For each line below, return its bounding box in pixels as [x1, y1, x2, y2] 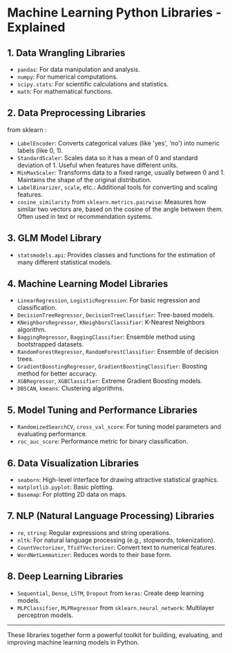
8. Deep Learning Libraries [7, 571, 124, 583]
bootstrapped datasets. [17, 340, 84, 349]
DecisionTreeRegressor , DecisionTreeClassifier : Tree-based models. [17, 311, 215, 319]
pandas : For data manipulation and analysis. [17, 66, 140, 73]
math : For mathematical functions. [17, 88, 113, 95]
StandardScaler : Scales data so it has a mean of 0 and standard [17, 153, 198, 162]
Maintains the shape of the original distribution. [17, 175, 152, 184]
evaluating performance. [17, 430, 88, 438]
